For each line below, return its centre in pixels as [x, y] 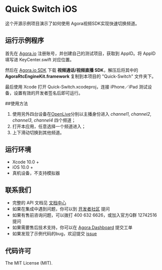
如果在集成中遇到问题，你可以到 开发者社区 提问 [61, 209]
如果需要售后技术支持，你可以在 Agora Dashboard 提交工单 [72, 227]
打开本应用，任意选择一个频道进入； [49, 126]
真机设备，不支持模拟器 [36, 173]
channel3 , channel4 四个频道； [44, 120]
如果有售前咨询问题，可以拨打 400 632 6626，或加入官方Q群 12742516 [85, 215]
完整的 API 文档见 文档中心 [39, 203]
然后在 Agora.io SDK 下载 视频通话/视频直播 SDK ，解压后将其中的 [72, 70]
